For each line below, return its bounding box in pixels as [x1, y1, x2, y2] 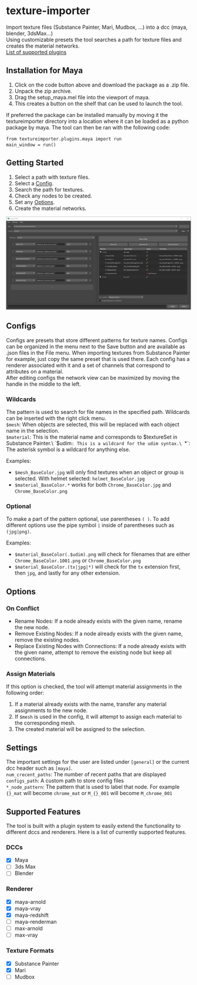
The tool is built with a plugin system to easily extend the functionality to [6, 822, 181, 830]
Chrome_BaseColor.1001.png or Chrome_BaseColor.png [14, 557, 141, 564]
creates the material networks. [6, 42, 80, 49]
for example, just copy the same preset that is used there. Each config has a [6, 355, 190, 362]
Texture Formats [6, 947, 55, 955]
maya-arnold [14, 898, 46, 905]
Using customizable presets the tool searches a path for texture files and [6, 36, 182, 43]
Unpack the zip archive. [14, 87, 72, 95]
